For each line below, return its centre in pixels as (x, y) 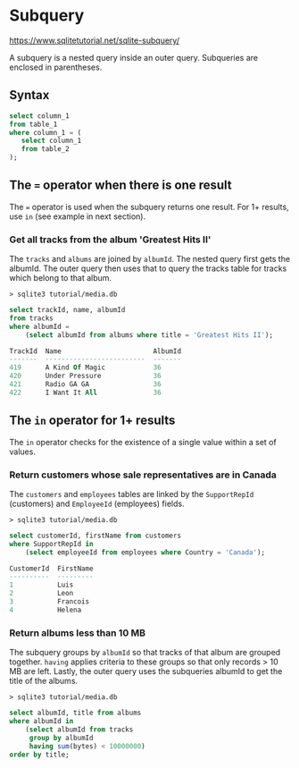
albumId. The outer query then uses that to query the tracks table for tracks (148, 268)
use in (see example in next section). (77, 216)
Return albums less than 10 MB (77, 633)
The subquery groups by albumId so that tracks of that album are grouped (145, 653)
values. (22, 452)
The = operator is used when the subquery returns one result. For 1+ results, (149, 207)
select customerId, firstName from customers (95, 536)
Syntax (29, 95)
